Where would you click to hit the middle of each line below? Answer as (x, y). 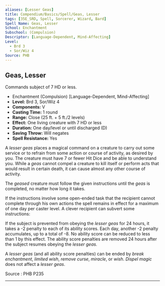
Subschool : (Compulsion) (30, 32)
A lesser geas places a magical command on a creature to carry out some (80, 148)
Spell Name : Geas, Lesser (31, 23)
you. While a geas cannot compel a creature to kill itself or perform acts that (82, 164)
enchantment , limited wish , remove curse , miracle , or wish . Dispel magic (79, 259)
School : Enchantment (26, 28)
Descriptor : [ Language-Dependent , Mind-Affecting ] (58, 37)
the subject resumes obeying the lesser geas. (51, 244)
